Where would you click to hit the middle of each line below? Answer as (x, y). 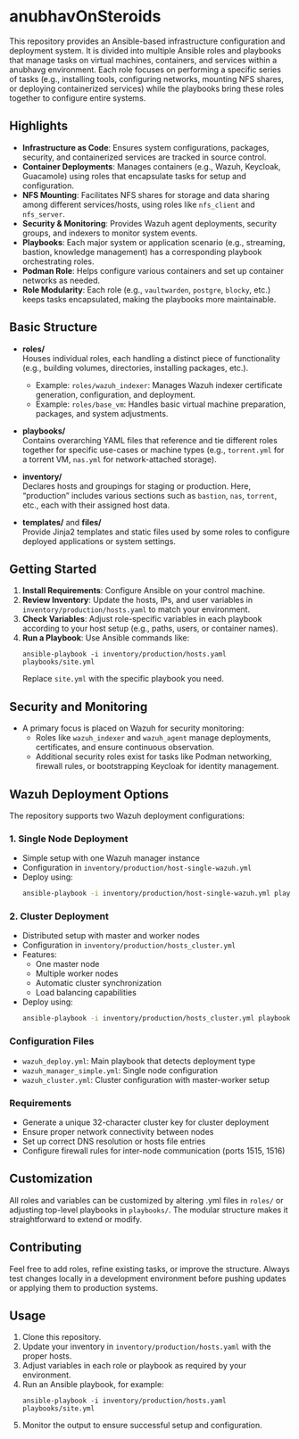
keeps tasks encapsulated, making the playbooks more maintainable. (149, 299)
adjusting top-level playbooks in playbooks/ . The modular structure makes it (149, 1210)
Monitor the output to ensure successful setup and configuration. (142, 1426)
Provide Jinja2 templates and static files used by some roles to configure (156, 532)
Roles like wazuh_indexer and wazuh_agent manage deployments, (153, 738)
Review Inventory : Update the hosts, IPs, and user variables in (137, 600)
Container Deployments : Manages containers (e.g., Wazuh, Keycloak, (151, 166)
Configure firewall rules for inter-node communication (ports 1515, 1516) (154, 1150)
